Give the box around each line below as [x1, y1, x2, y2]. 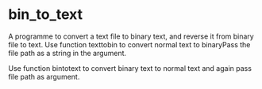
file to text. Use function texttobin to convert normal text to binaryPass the [8, 39, 251, 49]
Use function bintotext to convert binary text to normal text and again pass [8, 63, 252, 72]
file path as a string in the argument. [8, 48, 127, 57]
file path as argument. [8, 72, 80, 81]
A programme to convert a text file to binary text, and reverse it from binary [8, 32, 254, 41]
